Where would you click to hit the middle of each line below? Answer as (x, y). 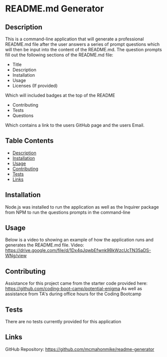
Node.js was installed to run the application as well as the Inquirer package (82, 207)
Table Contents (29, 141)
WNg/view (16, 256)
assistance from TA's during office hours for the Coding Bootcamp (73, 294)
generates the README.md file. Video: (45, 245)
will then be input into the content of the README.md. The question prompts (83, 50)
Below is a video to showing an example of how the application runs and (79, 240)
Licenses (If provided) (35, 86)
